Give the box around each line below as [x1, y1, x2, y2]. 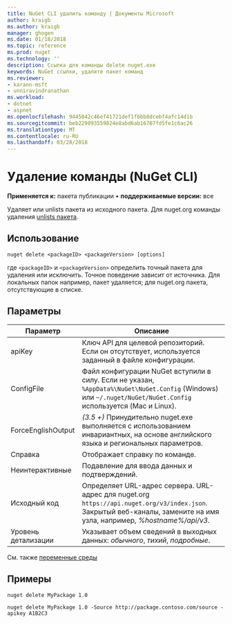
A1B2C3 [28, 609, 48, 617]
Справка [10, 449, 40, 459]
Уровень [10, 526, 39, 536]
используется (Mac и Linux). [81, 401, 177, 410]
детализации [10, 535, 54, 545]
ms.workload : [7, 94, 45, 101]
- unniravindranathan [7, 87, 70, 94]
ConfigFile [10, 383, 44, 393]
